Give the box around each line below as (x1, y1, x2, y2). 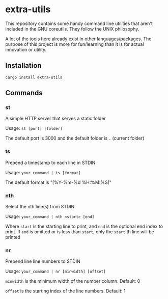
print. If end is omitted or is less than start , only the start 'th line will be (5, 229, 154, 235)
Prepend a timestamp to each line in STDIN (5, 159, 96, 166)
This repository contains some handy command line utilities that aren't (5, 20, 153, 26)
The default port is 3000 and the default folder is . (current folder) (5, 135, 145, 141)
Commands (5, 89, 43, 97)
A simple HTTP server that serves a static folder (5, 116, 106, 122)
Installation (5, 61, 42, 70)
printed (5, 234, 20, 240)
